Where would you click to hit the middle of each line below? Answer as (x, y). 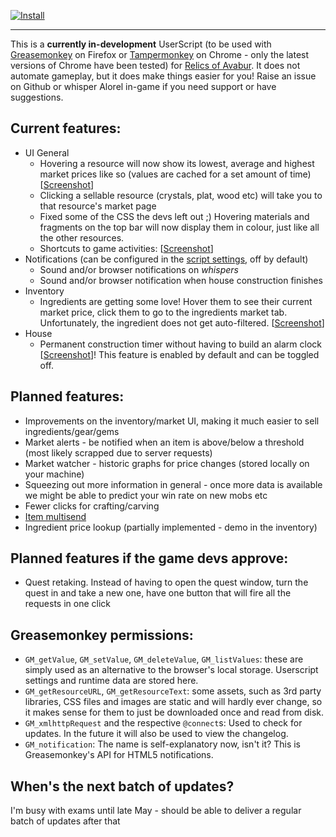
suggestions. (37, 97)
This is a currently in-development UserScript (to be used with (141, 44)
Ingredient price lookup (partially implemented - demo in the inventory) (171, 527)
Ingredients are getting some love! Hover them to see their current (176, 301)
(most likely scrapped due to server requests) (118, 452)
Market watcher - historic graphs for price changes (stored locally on (167, 463)
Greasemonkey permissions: (102, 635)
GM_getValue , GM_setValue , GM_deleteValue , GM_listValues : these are (164, 659)
